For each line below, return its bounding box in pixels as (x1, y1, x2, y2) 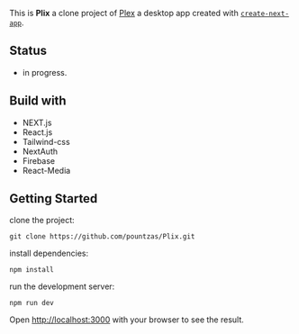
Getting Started (9, 191, 98, 206)
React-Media (22, 165, 71, 176)
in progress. (22, 67, 68, 77)
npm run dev (9, 299, 54, 308)
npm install (9, 266, 54, 275)
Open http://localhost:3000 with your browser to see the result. (9, 314, 245, 325)
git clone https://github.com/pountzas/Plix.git (9, 232, 195, 241)
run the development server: (9, 281, 115, 292)
